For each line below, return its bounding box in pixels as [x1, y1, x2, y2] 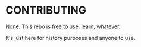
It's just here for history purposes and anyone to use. [5, 34, 136, 41]
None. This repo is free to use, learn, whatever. [5, 23, 121, 30]
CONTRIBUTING [5, 4, 87, 17]
